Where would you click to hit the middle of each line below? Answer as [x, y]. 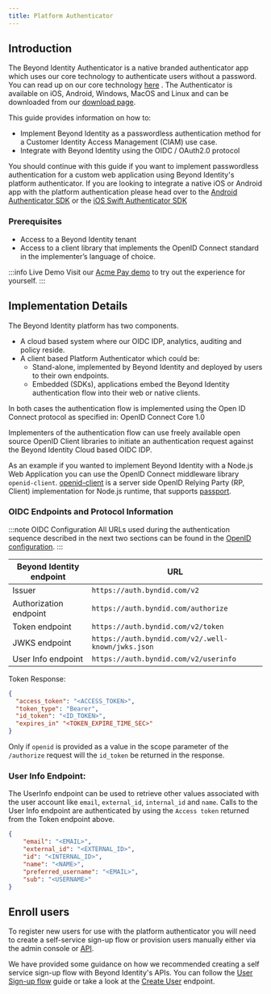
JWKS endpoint [42, 643]
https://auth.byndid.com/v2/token [158, 626]
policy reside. [42, 350]
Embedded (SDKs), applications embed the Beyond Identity [131, 384]
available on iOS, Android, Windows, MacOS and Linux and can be [119, 94]
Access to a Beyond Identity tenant [78, 239]
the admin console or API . [51, 949]
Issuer [24, 590]
